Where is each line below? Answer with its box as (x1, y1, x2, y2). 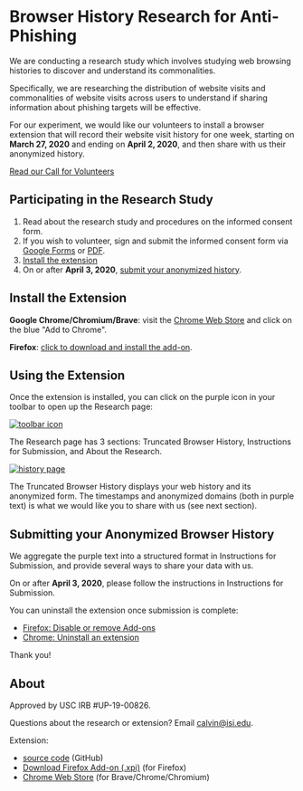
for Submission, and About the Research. (9, 446, 163, 457)
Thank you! (9, 650, 52, 661)
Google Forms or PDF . (22, 244, 106, 255)
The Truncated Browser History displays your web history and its (9, 481, 251, 492)
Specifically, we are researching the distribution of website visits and (9, 82, 266, 93)
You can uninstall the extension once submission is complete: (9, 605, 239, 616)
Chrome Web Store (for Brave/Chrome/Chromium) (22, 772, 210, 782)
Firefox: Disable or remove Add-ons (22, 623, 156, 634)
